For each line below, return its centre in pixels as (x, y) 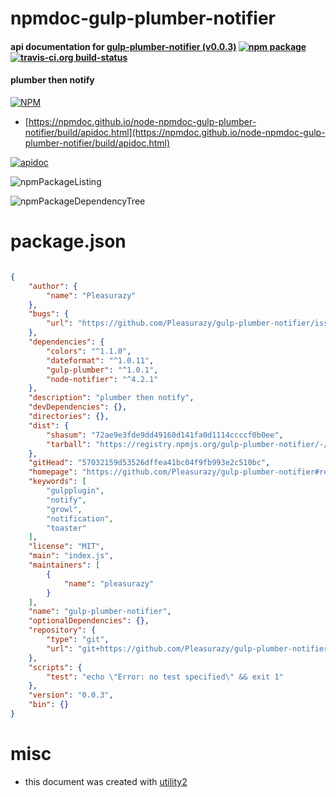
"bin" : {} (49, 705)
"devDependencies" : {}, (78, 407)
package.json (68, 241)
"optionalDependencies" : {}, (89, 621)
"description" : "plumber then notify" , (111, 398)
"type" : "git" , (78, 640)
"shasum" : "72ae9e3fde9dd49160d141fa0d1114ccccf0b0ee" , (165, 435)
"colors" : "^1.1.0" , (89, 351)
